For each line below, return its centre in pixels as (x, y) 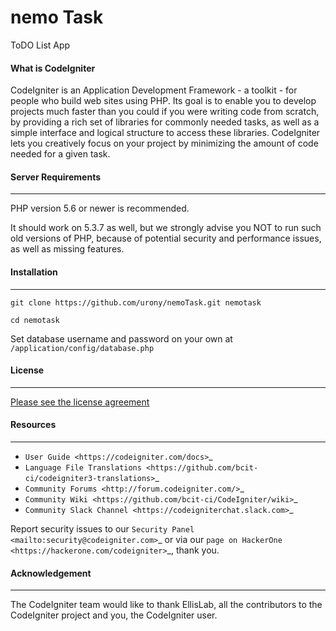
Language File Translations (83, 467)
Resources (33, 425)
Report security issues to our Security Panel (102, 528)
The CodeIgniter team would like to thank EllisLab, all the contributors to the (166, 605)
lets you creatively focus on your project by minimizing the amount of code (164, 143)
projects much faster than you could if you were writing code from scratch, (165, 112)
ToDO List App (40, 45)
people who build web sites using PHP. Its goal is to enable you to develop (163, 101)
